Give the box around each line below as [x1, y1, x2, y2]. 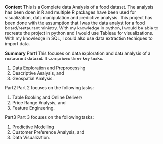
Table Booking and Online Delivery [12, 94, 83, 100]
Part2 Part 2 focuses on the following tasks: [5, 85, 94, 90]
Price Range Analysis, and [12, 100, 66, 105]
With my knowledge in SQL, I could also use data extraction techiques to [5, 35, 153, 41]
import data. [5, 41, 30, 46]
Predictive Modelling [12, 124, 54, 130]
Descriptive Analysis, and [12, 70, 64, 76]
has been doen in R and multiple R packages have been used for [5, 9, 136, 15]
